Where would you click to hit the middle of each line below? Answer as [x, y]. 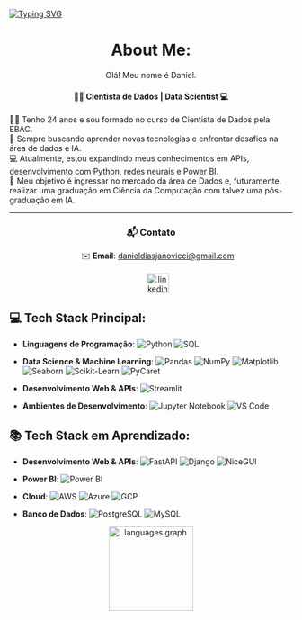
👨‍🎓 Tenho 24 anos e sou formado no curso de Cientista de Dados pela [140, 120]
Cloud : [35, 497]
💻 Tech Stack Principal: [78, 318]
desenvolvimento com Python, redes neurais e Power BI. [114, 172]
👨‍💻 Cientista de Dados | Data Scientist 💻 [151, 96]
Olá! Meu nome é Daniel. [151, 75]
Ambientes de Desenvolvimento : [85, 406]
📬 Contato [151, 232]
